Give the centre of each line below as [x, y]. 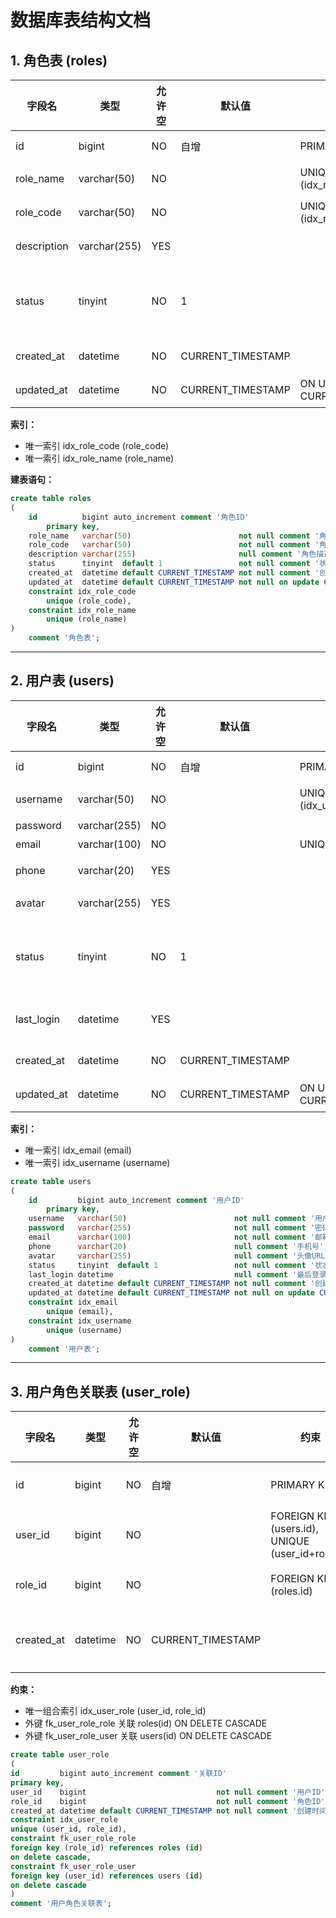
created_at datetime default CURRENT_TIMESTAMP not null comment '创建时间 [168, 1811]
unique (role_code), [89, 601]
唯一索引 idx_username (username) [97, 1162]
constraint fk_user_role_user [73, 1866]
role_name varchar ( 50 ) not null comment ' [174, 536]
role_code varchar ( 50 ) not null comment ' [174, 545]
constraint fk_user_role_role [73, 1839]
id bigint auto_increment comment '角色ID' [139, 517]
